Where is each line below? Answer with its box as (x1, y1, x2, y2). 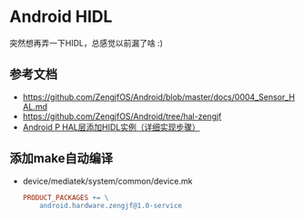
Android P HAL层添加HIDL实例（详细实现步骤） (22, 121, 200, 133)
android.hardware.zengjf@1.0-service (39, 202, 182, 211)
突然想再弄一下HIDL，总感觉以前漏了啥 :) (9, 37, 164, 48)
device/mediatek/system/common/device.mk (22, 175, 193, 186)
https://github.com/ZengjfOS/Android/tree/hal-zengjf (22, 111, 222, 122)
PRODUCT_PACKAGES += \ (22, 193, 109, 202)
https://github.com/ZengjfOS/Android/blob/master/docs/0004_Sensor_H (22, 91, 296, 102)
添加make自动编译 (9, 151, 114, 166)
